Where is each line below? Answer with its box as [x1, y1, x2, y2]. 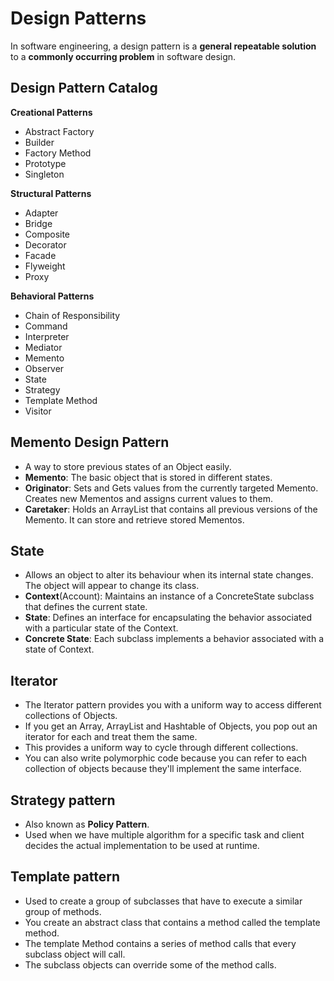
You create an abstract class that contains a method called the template [24, 916, 321, 928]
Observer [24, 362, 65, 374]
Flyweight [24, 260, 66, 272]
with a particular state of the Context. [24, 622, 179, 634]
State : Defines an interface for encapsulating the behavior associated [24, 612, 312, 624]
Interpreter [24, 330, 70, 342]
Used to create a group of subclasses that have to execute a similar [24, 895, 303, 907]
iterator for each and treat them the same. [24, 731, 198, 743]
